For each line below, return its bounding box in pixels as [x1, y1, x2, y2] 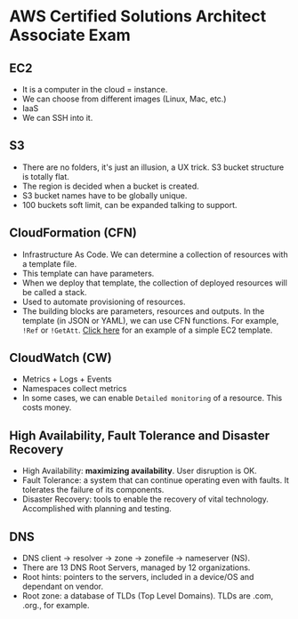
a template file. [21, 258, 77, 269]
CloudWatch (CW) [9, 350, 113, 366]
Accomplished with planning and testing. [21, 503, 172, 514]
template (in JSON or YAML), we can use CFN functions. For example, [21, 315, 279, 326]
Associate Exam [9, 25, 131, 45]
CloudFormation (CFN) [9, 225, 138, 241]
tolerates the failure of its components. [21, 485, 165, 495]
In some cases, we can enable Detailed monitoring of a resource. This [21, 393, 283, 404]
